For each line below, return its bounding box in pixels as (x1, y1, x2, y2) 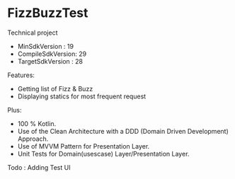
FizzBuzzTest (7, 5, 88, 21)
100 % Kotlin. (17, 119, 57, 128)
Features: (7, 71, 35, 79)
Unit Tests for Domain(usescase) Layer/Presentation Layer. (17, 149, 190, 158)
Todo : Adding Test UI (7, 163, 71, 171)
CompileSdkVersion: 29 (17, 50, 87, 58)
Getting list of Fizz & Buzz (17, 84, 93, 93)
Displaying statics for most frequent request (17, 92, 147, 100)
